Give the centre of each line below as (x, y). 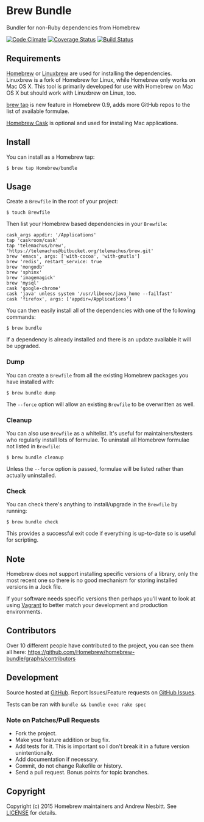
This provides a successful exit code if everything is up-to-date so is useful (101, 533)
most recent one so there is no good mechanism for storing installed (92, 580)
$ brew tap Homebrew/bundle (42, 168)
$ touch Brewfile (28, 213)
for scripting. (22, 540)
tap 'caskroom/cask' (33, 241)
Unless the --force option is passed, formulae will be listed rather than (95, 468)
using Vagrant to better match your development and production (87, 605)
